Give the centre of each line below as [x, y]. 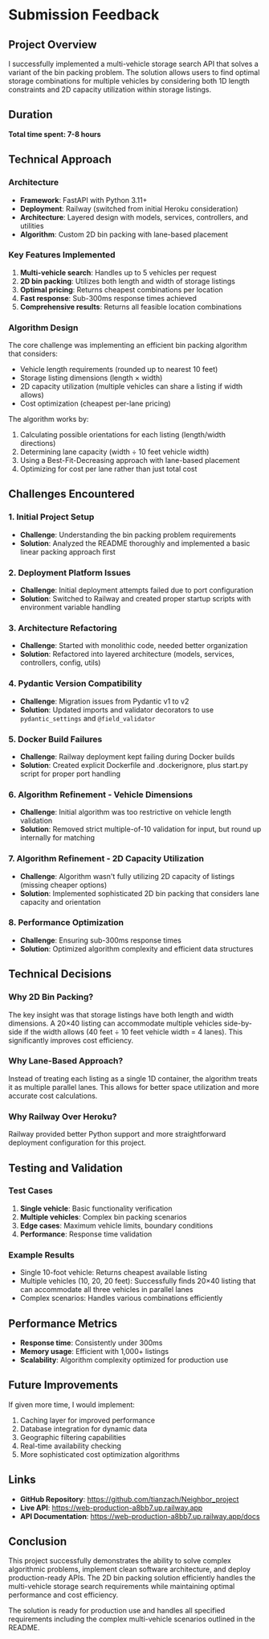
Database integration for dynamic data [84, 1428]
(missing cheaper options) [63, 885]
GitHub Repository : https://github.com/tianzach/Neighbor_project [129, 1499]
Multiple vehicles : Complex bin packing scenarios [103, 1216]
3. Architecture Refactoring [63, 628]
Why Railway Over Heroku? [63, 1117]
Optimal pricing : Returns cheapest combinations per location [121, 289]
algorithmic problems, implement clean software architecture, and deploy [130, 1569]
